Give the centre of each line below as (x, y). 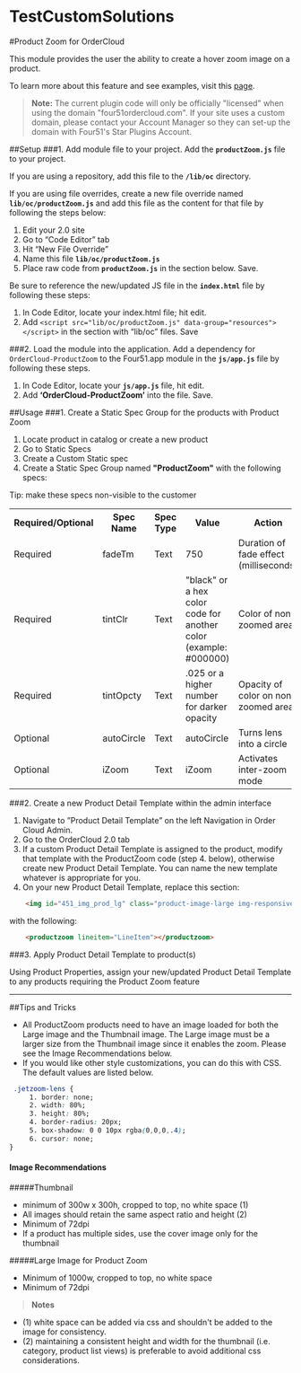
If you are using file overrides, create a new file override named (126, 193)
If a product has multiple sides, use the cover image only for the (140, 1233)
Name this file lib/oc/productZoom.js (91, 259)
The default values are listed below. (88, 1072)
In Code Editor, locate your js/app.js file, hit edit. (113, 385)
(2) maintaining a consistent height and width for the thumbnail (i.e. (146, 1341)
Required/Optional (54, 523)
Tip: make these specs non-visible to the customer (103, 495)
